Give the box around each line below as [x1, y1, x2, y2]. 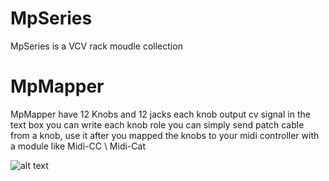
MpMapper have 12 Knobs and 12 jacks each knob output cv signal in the [10, 108, 311, 120]
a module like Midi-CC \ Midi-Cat [10, 140, 146, 152]
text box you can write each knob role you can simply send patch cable [10, 118, 305, 131]
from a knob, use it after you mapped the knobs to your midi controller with [10, 129, 320, 141]
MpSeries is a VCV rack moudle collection [10, 40, 183, 52]
